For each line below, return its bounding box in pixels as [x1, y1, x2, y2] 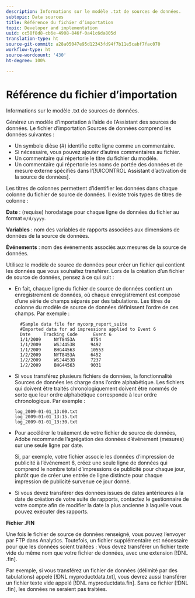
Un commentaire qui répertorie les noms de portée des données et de [14, 161, 183, 168]
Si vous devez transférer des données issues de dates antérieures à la [14, 490, 184, 497]
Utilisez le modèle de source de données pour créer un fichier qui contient [6, 261, 185, 268]
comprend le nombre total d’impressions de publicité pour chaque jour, [14, 466, 186, 473]
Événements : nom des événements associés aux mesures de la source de [6, 244, 187, 251]
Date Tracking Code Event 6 [20, 332, 112, 337]
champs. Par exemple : [14, 310, 70, 317]
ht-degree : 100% [6, 57, 46, 63]
